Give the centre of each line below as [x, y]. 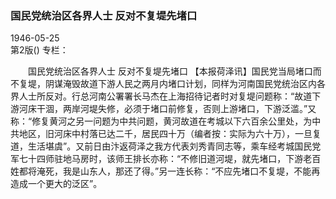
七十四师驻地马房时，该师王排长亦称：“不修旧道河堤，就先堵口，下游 [161, 159]
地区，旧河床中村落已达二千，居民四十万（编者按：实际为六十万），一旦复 [170, 134]
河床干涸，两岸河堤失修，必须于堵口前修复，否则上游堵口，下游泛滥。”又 [167, 109]
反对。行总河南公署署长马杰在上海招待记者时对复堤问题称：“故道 [178, 96]
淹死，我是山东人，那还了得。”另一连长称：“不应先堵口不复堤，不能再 [178, 171]
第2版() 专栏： [39, 50]
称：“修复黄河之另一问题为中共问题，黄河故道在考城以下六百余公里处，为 [161, 121]
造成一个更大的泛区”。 [56, 184]
